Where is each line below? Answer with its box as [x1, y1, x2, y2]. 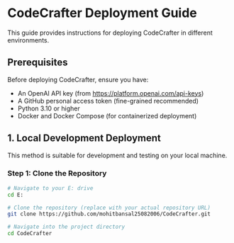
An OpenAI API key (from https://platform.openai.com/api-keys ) [17, 89, 204, 97]
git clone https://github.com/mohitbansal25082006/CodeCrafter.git [7, 210, 211, 217]
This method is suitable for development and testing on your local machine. [7, 151, 228, 159]
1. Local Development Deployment [7, 132, 161, 145]
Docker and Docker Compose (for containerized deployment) [17, 111, 197, 120]
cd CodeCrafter [7, 230, 52, 237]
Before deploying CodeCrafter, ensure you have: [7, 75, 149, 84]
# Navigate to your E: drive [7, 184, 94, 192]
